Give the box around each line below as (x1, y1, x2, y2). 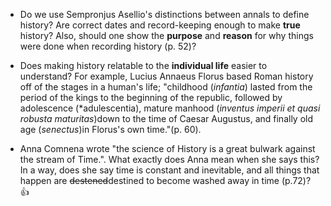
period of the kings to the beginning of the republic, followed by (19, 92, 283, 103)
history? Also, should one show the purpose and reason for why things (19, 30, 314, 41)
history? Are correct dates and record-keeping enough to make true (19, 19, 301, 31)
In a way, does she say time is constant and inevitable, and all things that (19, 164, 320, 176)
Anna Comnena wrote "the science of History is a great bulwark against (19, 143, 316, 154)
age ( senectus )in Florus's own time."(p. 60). (19, 124, 202, 135)
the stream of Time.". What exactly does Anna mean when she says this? (19, 154, 320, 165)
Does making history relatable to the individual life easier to (19, 60, 268, 71)
